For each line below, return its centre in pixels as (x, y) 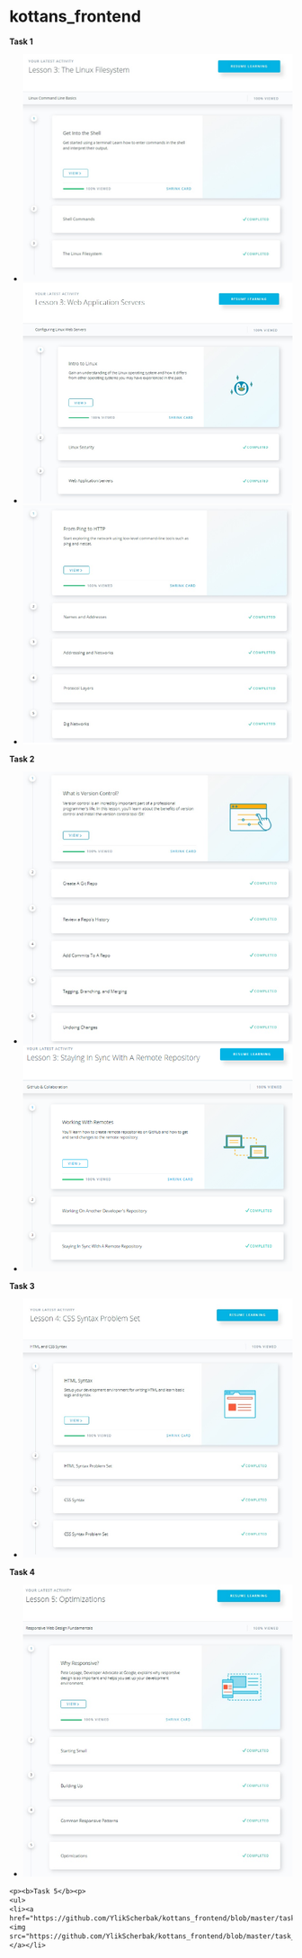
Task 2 (22, 759)
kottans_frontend (75, 17)
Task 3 (22, 1286)
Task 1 (21, 41)
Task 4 (22, 1571)
